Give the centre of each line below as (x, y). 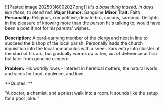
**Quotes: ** (19, 83)
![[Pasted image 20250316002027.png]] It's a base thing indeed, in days (79, 7)
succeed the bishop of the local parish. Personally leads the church (74, 43)
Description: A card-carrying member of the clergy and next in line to (76, 38)
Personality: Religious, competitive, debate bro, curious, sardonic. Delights (82, 18)
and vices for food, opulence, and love (44, 74)
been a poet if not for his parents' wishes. (48, 28)
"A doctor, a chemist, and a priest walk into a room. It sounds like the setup (82, 93)
